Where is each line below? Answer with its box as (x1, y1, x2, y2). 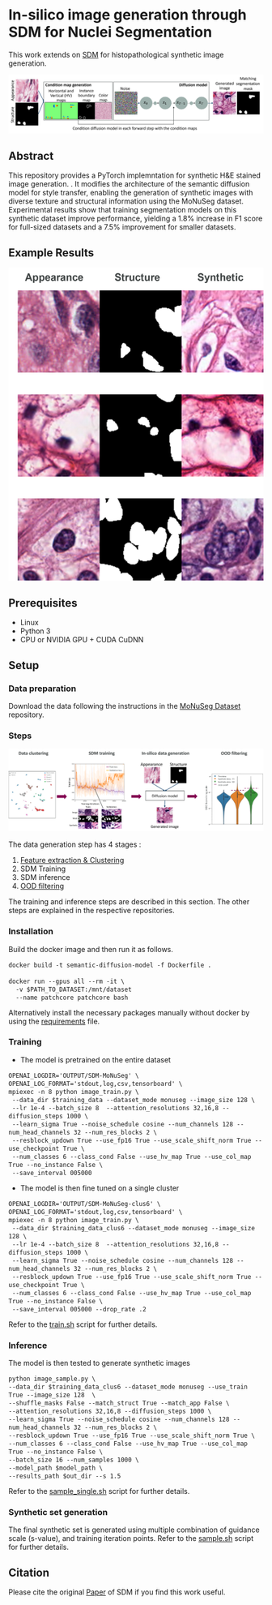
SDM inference (19, 873, 70, 882)
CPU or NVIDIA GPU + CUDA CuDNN (19, 635, 144, 645)
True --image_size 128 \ (8, 1391, 96, 1400)
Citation (8, 1565, 50, 1579)
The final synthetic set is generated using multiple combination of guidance (8, 1525, 261, 1534)
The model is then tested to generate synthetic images (8, 1358, 190, 1368)
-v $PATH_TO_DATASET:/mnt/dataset (15, 985, 132, 993)
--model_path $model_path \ (8, 1464, 104, 1473)
